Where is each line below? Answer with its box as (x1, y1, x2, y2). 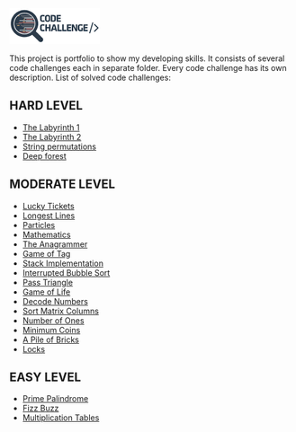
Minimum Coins (22, 324, 81, 335)
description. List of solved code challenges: (9, 72, 171, 83)
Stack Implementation (22, 258, 103, 269)
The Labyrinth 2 (22, 131, 82, 142)
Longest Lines (22, 210, 76, 221)
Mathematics (22, 229, 71, 240)
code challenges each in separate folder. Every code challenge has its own (9, 63, 287, 73)
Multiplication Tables (22, 412, 100, 423)
